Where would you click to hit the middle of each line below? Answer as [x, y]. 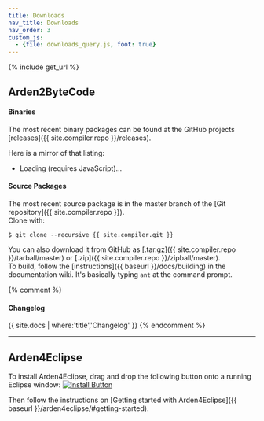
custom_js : [26, 37]
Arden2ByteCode [52, 92]
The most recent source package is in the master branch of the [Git [117, 203]
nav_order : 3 [29, 30]
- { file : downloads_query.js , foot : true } [86, 45]
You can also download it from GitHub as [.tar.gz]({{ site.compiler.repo [122, 249]
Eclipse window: [35, 384]
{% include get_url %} [44, 67]
